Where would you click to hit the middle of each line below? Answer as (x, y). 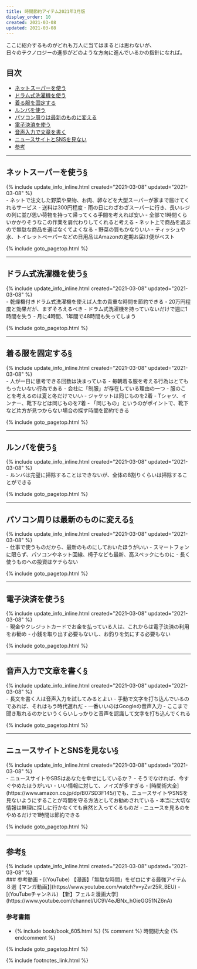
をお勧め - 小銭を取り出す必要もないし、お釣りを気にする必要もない (89, 634)
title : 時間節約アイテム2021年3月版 (46, 11)
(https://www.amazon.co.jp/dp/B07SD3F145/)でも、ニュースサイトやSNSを (97, 793)
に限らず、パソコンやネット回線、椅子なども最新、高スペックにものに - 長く (98, 555)
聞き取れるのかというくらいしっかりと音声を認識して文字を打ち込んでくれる (98, 713)
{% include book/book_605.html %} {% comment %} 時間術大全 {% (96, 931)
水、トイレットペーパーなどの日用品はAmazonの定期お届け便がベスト (91, 237)
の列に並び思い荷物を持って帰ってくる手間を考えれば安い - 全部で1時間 (91, 215)
